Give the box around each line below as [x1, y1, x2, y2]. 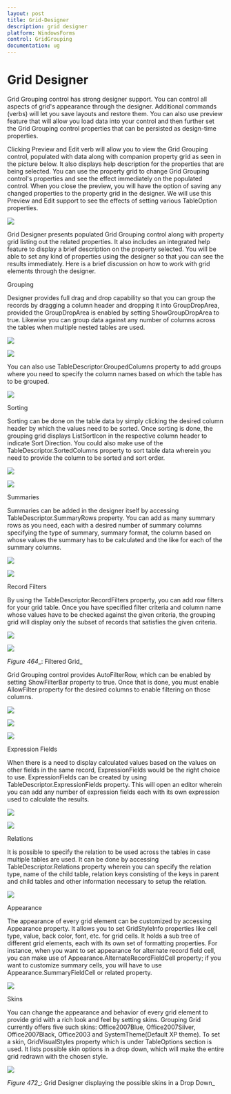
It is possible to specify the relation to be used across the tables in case [7, 848, 211, 856]
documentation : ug [7, 42, 60, 49]
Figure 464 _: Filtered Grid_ [7, 657, 83, 665]
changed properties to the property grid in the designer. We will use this [7, 189, 212, 197]
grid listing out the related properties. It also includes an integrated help [7, 237, 210, 245]
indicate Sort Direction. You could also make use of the [7, 438, 163, 447]
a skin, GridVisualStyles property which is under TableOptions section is [7, 1037, 212, 1046]
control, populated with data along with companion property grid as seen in [7, 152, 221, 160]
